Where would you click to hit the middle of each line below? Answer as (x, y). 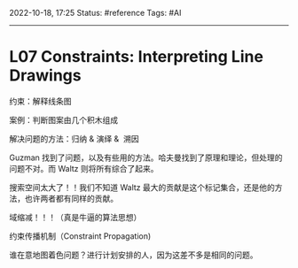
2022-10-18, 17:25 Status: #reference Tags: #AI (95, 13)
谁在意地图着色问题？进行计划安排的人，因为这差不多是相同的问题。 (133, 255)
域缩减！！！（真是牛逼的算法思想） (75, 217)
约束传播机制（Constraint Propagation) (80, 236)
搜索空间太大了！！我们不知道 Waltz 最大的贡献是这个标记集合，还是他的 (142, 187)
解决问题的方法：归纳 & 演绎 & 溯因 (74, 138)
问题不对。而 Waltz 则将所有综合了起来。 (84, 168)
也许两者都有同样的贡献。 (71, 198)
